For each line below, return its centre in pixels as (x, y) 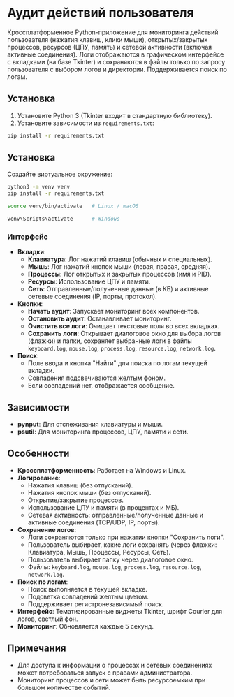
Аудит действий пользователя (101, 13)
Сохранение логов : (47, 529)
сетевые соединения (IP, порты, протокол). (92, 296)
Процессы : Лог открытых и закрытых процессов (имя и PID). (119, 274)
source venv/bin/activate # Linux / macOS (73, 206)
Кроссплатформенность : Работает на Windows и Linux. (102, 470)
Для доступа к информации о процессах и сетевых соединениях (115, 665)
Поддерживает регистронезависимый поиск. (96, 604)
